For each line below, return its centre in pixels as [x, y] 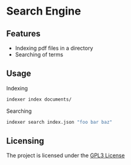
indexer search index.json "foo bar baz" [59, 122]
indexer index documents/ [39, 99]
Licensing [25, 141]
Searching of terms [39, 55]
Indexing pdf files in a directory [54, 48]
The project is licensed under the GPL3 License [66, 155]
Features [23, 34]
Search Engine [44, 11]
